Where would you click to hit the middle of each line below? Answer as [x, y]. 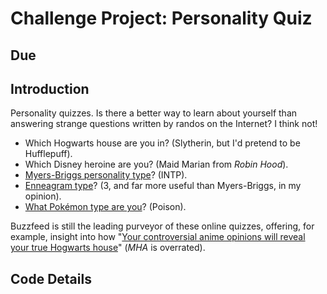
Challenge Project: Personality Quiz [161, 18]
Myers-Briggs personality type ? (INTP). [106, 175]
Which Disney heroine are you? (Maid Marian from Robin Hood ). [156, 164]
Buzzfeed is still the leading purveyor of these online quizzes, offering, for [162, 226]
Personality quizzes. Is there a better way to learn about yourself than [154, 113]
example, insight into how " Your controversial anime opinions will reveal [158, 237]
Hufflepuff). [48, 154]
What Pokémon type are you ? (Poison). [105, 207]
